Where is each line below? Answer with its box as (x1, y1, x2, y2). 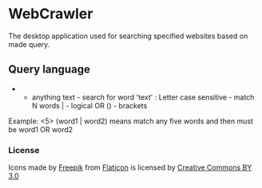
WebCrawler (8, 5, 93, 23)
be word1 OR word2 (8, 124, 73, 134)
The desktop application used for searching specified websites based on (8, 31, 248, 41)
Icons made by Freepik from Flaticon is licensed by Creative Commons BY (8, 163, 252, 172)
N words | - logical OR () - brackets (31, 100, 148, 110)
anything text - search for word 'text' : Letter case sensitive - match (31, 92, 255, 102)
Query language (8, 63, 90, 76)
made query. (8, 39, 50, 49)
